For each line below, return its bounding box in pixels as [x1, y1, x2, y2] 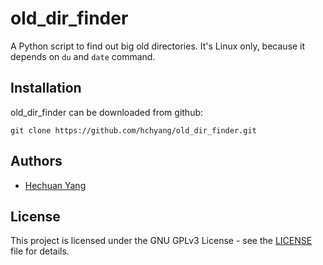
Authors [10, 153, 63, 170]
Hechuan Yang [24, 179, 87, 191]
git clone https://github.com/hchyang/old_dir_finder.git [10, 125, 257, 136]
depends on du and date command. [10, 50, 156, 62]
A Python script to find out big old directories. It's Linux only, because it [10, 40, 306, 52]
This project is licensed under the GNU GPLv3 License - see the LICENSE [10, 235, 313, 247]
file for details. [10, 245, 70, 257]
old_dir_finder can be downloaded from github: [10, 106, 204, 118]
